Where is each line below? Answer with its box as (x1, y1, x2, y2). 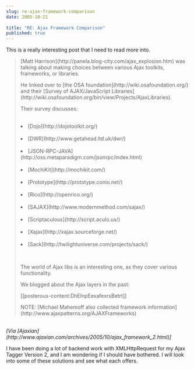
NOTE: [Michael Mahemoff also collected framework (20, 304, 147, 311)
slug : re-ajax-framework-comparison (6, 8, 95, 15)
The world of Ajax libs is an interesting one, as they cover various (20, 264, 178, 271)
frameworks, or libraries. (20, 70, 80, 77)
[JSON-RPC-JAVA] (27, 147, 73, 155)
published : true (6, 30, 45, 36)
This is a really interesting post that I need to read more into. (6, 46, 150, 53)
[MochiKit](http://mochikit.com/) (27, 166, 106, 173)
